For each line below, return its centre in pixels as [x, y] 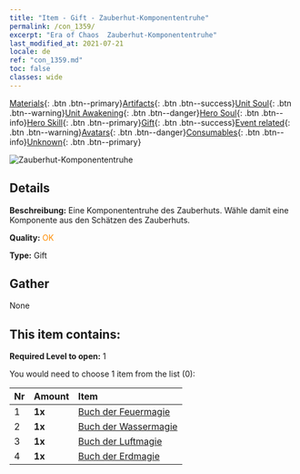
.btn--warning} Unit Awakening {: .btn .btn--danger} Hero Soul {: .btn [135, 113]
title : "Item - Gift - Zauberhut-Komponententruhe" [109, 18]
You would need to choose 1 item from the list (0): [102, 374]
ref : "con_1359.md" [46, 60]
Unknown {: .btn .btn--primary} [84, 141]
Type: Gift [28, 255]
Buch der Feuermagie [124, 412]
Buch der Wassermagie [128, 427]
